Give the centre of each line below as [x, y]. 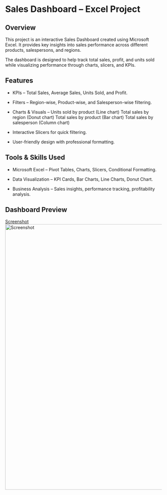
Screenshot [17, 222]
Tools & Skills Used [35, 158]
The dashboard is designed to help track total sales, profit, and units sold [80, 60]
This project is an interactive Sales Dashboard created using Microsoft [77, 39]
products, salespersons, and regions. [43, 50]
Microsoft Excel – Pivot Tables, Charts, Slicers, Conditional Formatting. [84, 169]
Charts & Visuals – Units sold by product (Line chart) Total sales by [81, 112]
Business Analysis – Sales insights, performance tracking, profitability [83, 189]
